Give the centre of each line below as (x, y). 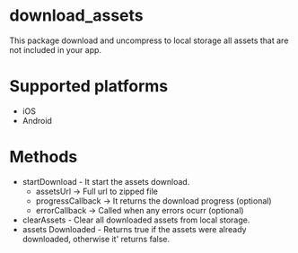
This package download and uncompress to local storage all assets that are (149, 40)
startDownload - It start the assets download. (106, 181)
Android (37, 120)
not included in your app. (55, 49)
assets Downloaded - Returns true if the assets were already (134, 229)
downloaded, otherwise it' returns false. (96, 239)
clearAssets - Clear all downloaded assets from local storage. (136, 220)
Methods (44, 157)
